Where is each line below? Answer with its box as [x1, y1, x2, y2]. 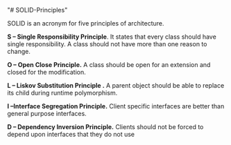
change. [7, 48, 31, 55]
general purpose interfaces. [7, 110, 87, 117]
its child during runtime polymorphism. [7, 89, 118, 97]
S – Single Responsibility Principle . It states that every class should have [7, 32, 216, 41]
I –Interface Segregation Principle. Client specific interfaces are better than [7, 102, 225, 110]
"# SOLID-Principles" [7, 6, 68, 14]
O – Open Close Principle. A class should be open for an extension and [7, 61, 211, 68]
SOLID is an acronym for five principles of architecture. [7, 19, 164, 27]
